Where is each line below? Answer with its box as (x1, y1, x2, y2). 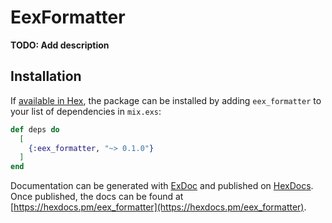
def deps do (10, 124, 60, 135)
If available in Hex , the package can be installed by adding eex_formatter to (10, 94, 322, 106)
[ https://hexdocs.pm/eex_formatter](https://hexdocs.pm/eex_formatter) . (10, 201, 307, 213)
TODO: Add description (10, 39, 110, 51)
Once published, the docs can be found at (10, 191, 184, 203)
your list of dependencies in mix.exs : (10, 105, 162, 117)
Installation (10, 68, 82, 85)
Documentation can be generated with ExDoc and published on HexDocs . (10, 180, 314, 192)
